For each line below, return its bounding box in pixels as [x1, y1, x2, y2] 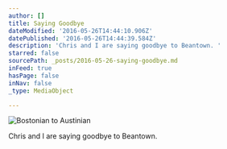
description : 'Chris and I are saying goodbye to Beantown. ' [8, 42, 221, 50]
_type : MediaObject [8, 86, 74, 95]
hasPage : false [8, 72, 60, 80]
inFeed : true [8, 64, 52, 72]
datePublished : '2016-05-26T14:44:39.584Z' [8, 34, 157, 43]
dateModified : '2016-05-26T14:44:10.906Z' [8, 27, 153, 35]
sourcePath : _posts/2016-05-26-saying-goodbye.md [8, 57, 179, 65]
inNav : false [8, 79, 52, 87]
